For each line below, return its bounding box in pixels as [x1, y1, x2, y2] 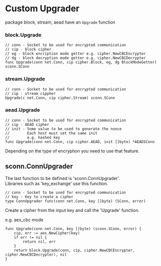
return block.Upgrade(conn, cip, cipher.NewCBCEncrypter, [14, 248, 135, 253]
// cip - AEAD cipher [5, 122, 50, 127]
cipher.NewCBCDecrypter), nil [5, 252, 67, 257]
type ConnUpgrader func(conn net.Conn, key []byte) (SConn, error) [5, 199, 146, 204]
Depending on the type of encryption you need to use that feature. [5, 148, 140, 154]
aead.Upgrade [5, 107, 40, 114]
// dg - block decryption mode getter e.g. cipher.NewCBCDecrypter [5, 56, 146, 60]
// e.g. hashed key [5, 135, 60, 140]
